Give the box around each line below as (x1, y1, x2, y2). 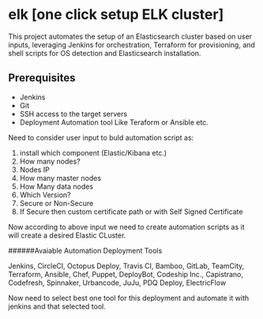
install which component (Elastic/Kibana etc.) (19, 148, 167, 157)
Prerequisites (8, 71, 76, 84)
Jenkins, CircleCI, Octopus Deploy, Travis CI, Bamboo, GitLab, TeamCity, (8, 261, 245, 270)
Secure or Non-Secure (19, 198, 94, 208)
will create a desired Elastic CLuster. (8, 231, 126, 240)
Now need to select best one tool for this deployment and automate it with (8, 293, 250, 302)
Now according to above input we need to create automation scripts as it (8, 222, 245, 231)
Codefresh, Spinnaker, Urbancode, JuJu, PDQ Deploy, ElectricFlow (8, 278, 227, 287)
